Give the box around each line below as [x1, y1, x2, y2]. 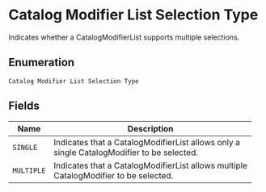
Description [127, 123, 174, 134]
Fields [8, 99, 40, 113]
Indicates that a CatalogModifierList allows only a [53, 136, 241, 148]
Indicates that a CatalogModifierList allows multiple [53, 160, 248, 171]
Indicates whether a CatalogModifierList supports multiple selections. [8, 32, 240, 42]
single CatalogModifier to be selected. [53, 147, 198, 158]
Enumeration [8, 56, 75, 69]
